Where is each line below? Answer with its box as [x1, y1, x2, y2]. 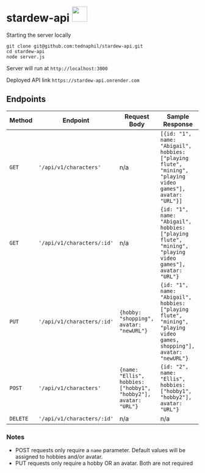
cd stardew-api [6, 48, 45, 54]
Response [163, 120, 193, 128]
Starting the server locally [6, 31, 71, 38]
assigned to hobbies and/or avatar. [15, 453, 103, 461]
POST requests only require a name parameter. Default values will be [15, 447, 186, 454]
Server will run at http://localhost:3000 [6, 64, 108, 71]
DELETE [9, 415, 29, 422]
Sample [167, 112, 190, 120]
